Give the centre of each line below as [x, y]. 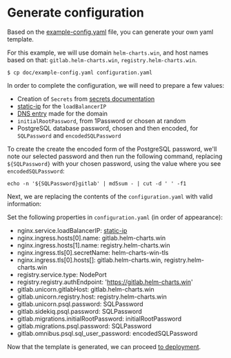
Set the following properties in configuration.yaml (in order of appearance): [115, 217]
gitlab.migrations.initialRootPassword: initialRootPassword [99, 319]
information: [24, 204]
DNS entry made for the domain [62, 113]
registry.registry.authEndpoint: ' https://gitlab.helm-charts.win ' [105, 282]
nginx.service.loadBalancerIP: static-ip [72, 230]
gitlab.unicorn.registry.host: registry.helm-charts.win [92, 296]
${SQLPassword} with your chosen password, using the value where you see [114, 163]
